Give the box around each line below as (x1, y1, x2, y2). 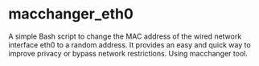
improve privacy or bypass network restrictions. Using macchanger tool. (8, 48, 248, 58)
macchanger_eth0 (8, 5, 134, 23)
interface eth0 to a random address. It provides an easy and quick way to (8, 39, 251, 49)
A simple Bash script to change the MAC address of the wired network (8, 31, 242, 41)
